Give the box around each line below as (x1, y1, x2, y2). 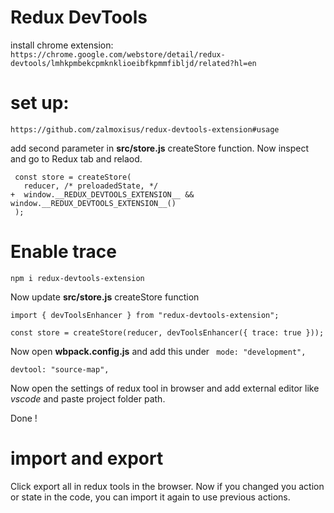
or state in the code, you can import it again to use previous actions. (10, 491, 291, 503)
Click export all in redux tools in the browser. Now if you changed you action (10, 480, 325, 492)
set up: (10, 92, 70, 115)
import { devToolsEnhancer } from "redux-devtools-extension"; (10, 310, 280, 320)
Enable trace (10, 241, 117, 263)
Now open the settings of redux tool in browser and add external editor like (10, 382, 320, 394)
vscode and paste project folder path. (10, 392, 166, 405)
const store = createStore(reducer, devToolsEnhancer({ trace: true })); (10, 327, 325, 338)
